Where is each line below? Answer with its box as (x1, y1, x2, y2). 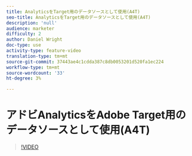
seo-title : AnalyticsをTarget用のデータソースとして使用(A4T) (6, 14, 151, 20)
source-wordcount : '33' (6, 70, 66, 76)
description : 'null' (6, 20, 58, 26)
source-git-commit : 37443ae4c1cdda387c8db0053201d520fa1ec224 (6, 59, 164, 65)
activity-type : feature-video (6, 48, 82, 54)
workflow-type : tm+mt (6, 64, 60, 71)
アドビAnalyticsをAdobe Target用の (6, 108, 187, 122)
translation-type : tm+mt (6, 53, 68, 59)
